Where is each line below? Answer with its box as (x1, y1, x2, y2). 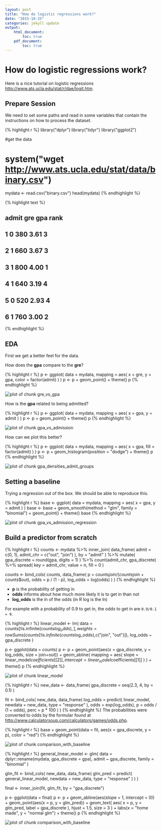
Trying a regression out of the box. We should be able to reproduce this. (5, 491, 148, 496)
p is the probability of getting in (12, 586, 75, 592)
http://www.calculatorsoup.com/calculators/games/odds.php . (5, 717, 128, 723)
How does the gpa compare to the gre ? (5, 362, 84, 368)
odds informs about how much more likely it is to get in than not (12, 591, 139, 597)
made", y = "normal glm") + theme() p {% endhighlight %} (5, 810, 121, 816)
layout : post (5, 7, 31, 12)
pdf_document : (14, 39, 42, 44)
